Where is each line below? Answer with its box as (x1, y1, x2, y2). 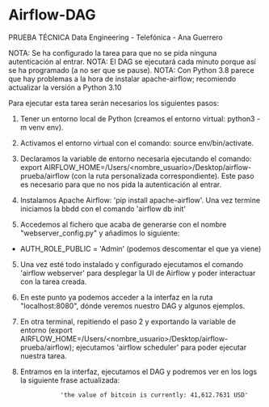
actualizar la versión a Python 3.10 (8, 83, 122, 92)
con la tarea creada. (19, 277, 87, 286)
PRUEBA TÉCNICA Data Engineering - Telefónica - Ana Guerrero (8, 32, 224, 42)
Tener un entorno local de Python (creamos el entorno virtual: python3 (19, 113, 256, 123)
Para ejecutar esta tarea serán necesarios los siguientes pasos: (8, 98, 220, 108)
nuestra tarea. (19, 350, 67, 361)
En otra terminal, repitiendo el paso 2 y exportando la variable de (19, 316, 237, 326)
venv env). (27, 122, 64, 132)
